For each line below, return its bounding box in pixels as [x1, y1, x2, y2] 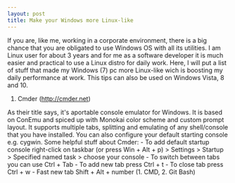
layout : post [7, 10, 46, 18]
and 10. [7, 81, 28, 89]
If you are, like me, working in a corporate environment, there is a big [7, 36, 208, 44]
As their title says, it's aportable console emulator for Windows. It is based [7, 108, 223, 116]
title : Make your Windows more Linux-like [7, 17, 134, 24]
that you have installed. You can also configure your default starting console [7, 130, 229, 139]
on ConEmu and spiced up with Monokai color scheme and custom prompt [7, 115, 224, 123]
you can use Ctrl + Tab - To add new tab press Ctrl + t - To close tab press [7, 160, 224, 168]
